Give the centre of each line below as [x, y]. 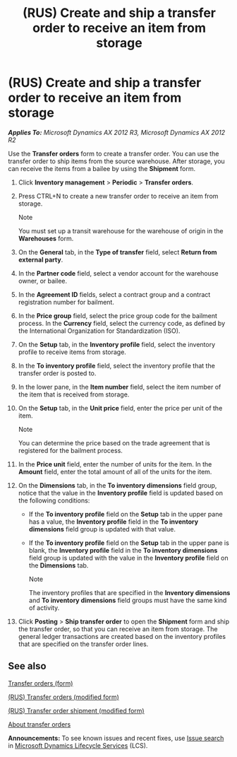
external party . [41, 259]
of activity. [44, 608]
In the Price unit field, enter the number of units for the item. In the [115, 464]
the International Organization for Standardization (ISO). [99, 331]
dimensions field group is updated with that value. [102, 529]
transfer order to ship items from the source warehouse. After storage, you [116, 161]
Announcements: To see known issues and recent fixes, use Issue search [116, 738]
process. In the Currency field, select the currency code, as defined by [122, 323]
